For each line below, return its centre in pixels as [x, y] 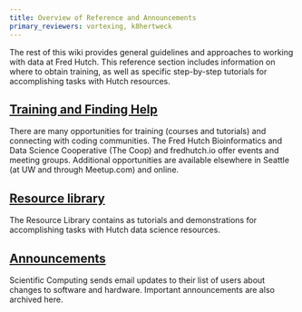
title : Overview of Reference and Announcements [103, 18]
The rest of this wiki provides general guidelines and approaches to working [151, 52]
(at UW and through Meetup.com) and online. [94, 170]
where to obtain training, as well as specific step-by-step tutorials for [138, 71]
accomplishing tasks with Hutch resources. [90, 81]
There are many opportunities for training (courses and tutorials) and [138, 132]
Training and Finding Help [83, 109]
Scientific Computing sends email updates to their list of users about [137, 280]
